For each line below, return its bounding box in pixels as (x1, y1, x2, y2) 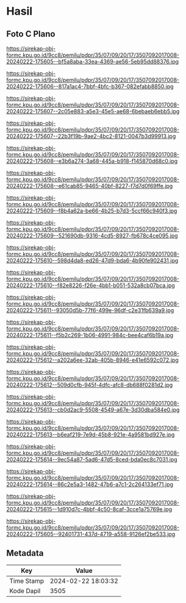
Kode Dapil (9, 586, 41, 595)
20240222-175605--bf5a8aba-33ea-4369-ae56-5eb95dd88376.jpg (6, 58, 179, 65)
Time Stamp (9, 577, 45, 585)
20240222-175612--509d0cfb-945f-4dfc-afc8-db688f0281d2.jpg (6, 381, 173, 388)
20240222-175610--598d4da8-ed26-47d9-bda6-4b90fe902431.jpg (6, 257, 179, 264)
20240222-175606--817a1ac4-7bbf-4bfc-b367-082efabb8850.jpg (6, 83, 174, 90)
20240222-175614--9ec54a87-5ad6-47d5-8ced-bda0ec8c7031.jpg (6, 456, 178, 463)
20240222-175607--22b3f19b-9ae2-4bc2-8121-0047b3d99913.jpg (6, 133, 176, 140)
